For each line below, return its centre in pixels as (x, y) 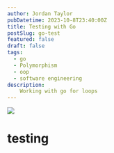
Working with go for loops (59, 91)
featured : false (31, 40)
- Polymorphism (35, 65)
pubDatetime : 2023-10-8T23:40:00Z (57, 20)
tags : (15, 53)
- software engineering (48, 78)
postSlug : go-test (34, 33)
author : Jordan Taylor (40, 14)
